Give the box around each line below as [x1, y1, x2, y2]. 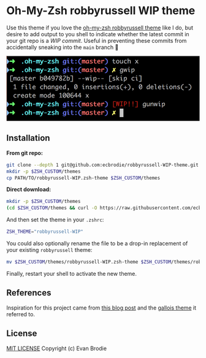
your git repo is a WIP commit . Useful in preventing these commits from [6, 37, 187, 44]
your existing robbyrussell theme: [6, 246, 93, 254]
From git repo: [6, 149, 43, 156]
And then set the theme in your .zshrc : [6, 216, 104, 224]
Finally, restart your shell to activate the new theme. [6, 270, 137, 277]
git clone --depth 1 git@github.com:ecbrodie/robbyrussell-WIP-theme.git [6, 162, 199, 168]
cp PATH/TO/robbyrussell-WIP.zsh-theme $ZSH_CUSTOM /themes [6, 175, 161, 181]
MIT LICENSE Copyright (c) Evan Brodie [6, 345, 107, 352]
